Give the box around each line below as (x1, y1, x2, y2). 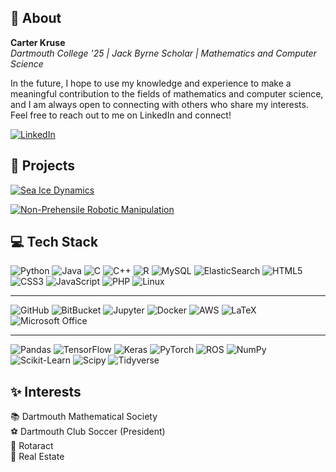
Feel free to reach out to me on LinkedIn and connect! (10, 109, 232, 121)
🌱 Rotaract (10, 440, 54, 452)
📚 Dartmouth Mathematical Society (10, 411, 158, 423)
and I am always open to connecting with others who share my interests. (10, 98, 309, 110)
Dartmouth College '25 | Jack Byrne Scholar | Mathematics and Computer (10, 47, 317, 59)
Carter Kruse (10, 36, 66, 48)
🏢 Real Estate (10, 451, 65, 463)
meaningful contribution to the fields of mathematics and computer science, (10, 87, 324, 100)
